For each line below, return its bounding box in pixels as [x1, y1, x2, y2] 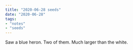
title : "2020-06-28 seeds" [5, 7, 61, 12]
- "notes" [5, 21, 26, 26]
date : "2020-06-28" [5, 12, 46, 17]
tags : [5, 16, 16, 21]
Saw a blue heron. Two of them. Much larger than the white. [5, 39, 128, 45]
